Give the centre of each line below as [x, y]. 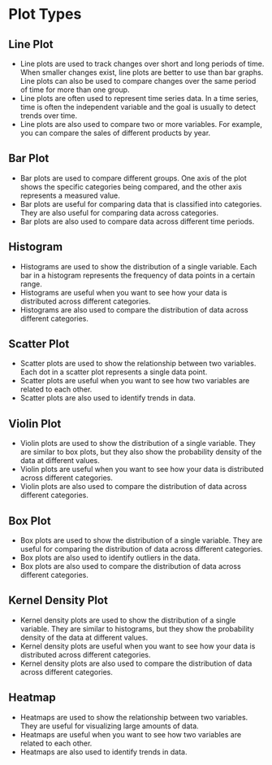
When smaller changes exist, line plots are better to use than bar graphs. [142, 72]
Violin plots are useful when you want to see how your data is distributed [142, 470]
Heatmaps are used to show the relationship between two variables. [134, 717]
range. [31, 284]
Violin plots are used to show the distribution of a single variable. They [138, 444]
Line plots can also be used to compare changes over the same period [138, 81]
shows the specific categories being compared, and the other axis [131, 186]
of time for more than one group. [75, 90]
